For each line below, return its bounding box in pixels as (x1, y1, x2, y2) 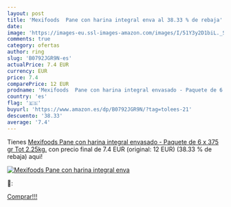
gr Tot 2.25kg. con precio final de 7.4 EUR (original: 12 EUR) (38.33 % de (7, 145, 212, 153)
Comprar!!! (7, 192, 38, 200)
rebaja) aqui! (7, 152, 43, 160)
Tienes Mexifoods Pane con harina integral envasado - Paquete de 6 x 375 (7, 138, 219, 146)
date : (7, 23, 23, 30)
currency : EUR (7, 67, 48, 74)
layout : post (7, 10, 45, 17)
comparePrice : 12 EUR (7, 80, 69, 87)
